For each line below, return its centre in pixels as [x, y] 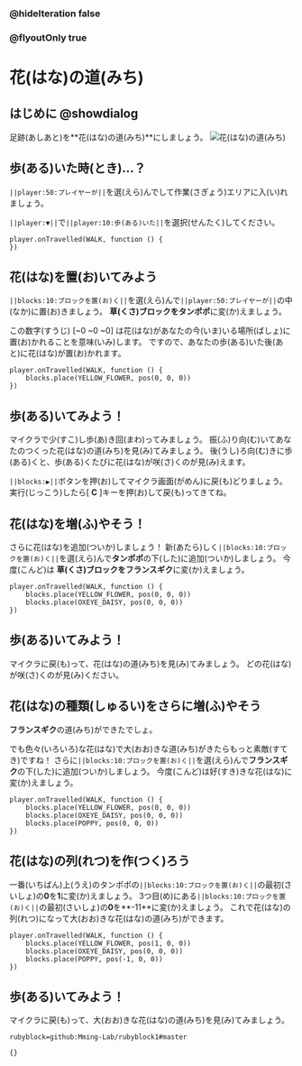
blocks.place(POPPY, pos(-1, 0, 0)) [95, 959]
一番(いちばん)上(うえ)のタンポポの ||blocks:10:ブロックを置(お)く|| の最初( [147, 884]
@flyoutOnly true [48, 37]
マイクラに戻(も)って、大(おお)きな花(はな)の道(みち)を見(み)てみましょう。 [150, 1020]
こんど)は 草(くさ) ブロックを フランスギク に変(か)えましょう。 [135, 570]
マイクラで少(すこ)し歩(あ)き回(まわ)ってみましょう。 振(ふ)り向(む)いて [143, 439]
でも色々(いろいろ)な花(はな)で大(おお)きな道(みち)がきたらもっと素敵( [141, 749]
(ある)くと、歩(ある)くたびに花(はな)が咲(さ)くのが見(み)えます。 [130, 462]
